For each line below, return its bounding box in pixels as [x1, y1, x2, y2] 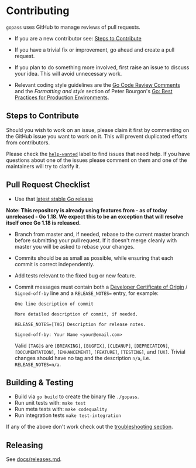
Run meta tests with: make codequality [14, 406, 108, 413]
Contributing [6, 4, 70, 18]
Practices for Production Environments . [14, 94, 109, 101]
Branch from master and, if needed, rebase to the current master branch [14, 230, 190, 238]
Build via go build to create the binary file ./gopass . [14, 393, 139, 400]
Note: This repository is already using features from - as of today [6, 206, 167, 213]
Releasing [6, 440, 43, 450]
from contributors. [6, 139, 50, 146]
